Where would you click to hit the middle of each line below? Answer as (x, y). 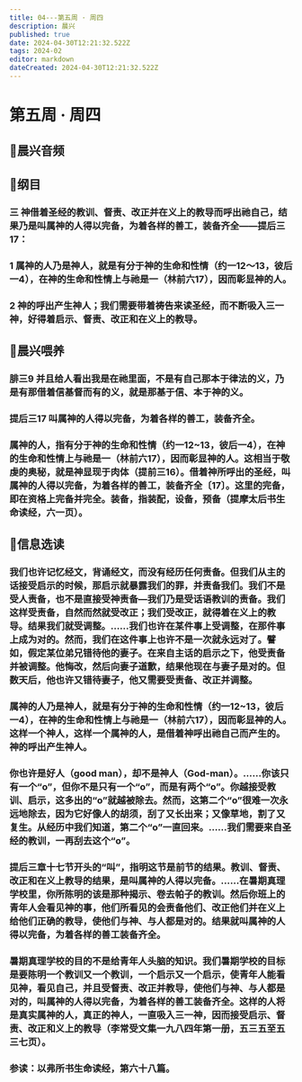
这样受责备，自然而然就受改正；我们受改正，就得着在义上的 (138, 613)
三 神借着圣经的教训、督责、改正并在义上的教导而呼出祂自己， (144, 212)
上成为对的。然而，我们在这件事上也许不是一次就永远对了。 (138, 639)
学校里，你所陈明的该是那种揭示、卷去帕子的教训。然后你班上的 (147, 894)
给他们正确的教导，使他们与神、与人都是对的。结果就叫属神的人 (147, 921)
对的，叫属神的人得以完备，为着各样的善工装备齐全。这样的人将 (147, 1001)
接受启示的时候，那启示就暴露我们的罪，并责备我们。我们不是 (152, 586)
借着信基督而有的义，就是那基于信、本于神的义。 (143, 392)
